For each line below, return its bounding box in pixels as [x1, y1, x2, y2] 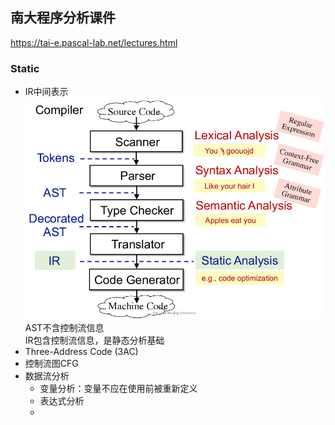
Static [10, 61, 40, 75]
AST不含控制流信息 [24, 322, 105, 334]
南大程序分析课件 [10, 9, 116, 27]
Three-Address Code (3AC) [24, 346, 139, 358]
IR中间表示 [24, 86, 69, 98]
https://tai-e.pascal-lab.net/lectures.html [10, 36, 178, 48]
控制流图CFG [24, 358, 79, 370]
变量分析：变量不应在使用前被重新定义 [39, 383, 198, 395]
